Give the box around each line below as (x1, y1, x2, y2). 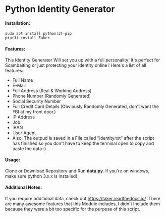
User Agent (12, 130, 36, 136)
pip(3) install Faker (5, 36, 50, 41)
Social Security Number (12, 98, 61, 104)
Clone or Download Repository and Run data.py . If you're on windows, (5, 167, 150, 174)
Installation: (5, 20, 31, 26)
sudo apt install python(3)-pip (5, 31, 72, 36)
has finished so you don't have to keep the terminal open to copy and (12, 140, 154, 146)
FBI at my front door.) (12, 108, 56, 114)
